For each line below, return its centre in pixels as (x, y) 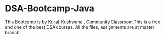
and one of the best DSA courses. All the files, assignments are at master (80, 27)
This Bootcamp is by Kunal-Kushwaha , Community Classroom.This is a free (83, 22)
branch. (13, 32)
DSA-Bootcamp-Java (50, 9)
